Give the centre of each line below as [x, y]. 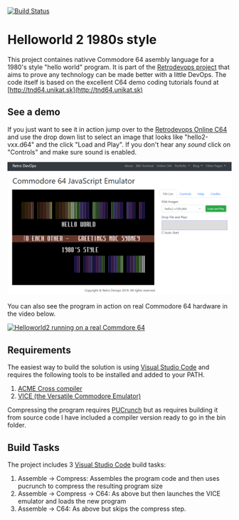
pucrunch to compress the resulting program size [90, 486]
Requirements [39, 350]
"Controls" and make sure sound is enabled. [72, 152]
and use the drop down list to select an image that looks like [95, 137]
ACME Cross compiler [50, 389]
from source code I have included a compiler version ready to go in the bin [117, 417]
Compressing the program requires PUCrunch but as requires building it [113, 410]
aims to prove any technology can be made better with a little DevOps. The [117, 74]
